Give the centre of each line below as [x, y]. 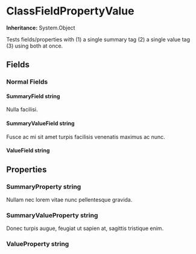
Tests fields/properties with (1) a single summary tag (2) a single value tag [98, 39]
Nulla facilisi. [22, 110]
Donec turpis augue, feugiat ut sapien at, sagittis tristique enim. [85, 228]
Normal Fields [27, 82]
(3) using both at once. [35, 46]
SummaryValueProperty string [52, 215]
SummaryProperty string [44, 187]
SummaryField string [33, 96]
